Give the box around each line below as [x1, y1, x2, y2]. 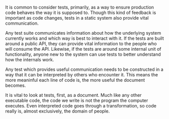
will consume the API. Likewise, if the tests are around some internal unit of [5, 46, 161, 52]
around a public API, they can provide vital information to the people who [5, 41, 157, 47]
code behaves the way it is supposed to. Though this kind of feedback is [5, 10, 156, 16]
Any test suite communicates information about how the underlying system [5, 30, 161, 36]
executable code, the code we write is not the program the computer [5, 97, 148, 103]
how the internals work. [5, 57, 54, 62]
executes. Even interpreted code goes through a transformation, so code [5, 103, 156, 108]
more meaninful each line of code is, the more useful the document [5, 77, 145, 83]
